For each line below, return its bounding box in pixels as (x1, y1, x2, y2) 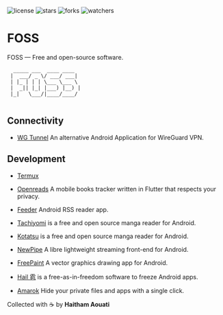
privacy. (16, 192, 40, 200)
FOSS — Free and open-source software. (7, 53, 124, 61)
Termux (16, 172, 39, 180)
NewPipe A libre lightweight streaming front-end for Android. (16, 245, 189, 253)
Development (7, 153, 66, 165)
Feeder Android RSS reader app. (16, 205, 109, 213)
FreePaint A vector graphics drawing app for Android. (16, 258, 168, 267)
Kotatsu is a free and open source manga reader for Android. (16, 232, 189, 240)
